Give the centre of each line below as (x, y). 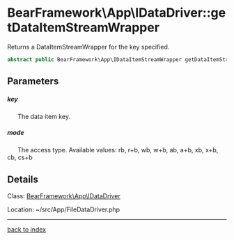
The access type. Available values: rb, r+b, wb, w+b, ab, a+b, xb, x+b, (118, 150)
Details (23, 179)
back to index (27, 229)
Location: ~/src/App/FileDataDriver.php (64, 209)
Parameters (33, 81)
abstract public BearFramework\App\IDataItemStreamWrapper (95, 59)
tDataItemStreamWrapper (84, 27)
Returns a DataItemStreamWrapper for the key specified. (88, 47)
